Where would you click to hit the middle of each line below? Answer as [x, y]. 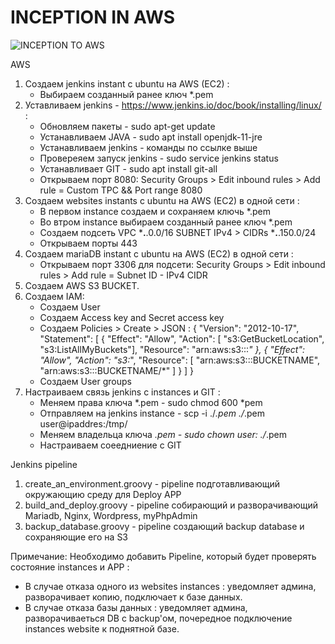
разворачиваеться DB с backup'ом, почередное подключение [158, 618]
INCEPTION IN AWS [93, 17]
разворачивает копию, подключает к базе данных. [133, 597]
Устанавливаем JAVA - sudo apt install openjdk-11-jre [151, 137]
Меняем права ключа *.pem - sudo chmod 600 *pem [151, 402]
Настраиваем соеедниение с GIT [110, 445]
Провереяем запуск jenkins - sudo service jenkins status [159, 158]
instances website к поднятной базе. [102, 628]
